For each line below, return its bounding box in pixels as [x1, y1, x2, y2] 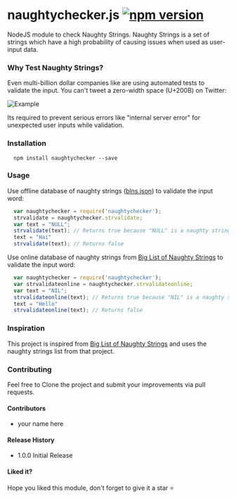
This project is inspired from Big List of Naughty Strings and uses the [7, 339, 207, 348]
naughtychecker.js [7, 7, 120, 23]
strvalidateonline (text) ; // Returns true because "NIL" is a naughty [13, 294, 225, 301]
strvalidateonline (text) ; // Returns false [13, 306, 143, 314]
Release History [7, 436, 55, 444]
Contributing [7, 364, 52, 374]
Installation [7, 138, 47, 148]
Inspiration [7, 323, 46, 333]
